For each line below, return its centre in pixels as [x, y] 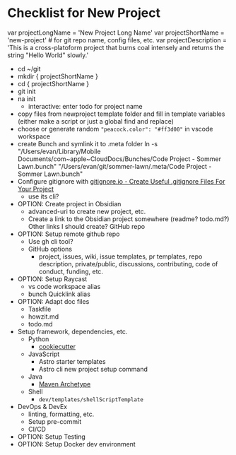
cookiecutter [57, 346]
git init [26, 91]
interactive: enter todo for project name [85, 106]
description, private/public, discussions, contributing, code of [128, 264]
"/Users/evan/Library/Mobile [59, 151]
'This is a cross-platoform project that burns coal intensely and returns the [116, 47]
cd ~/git [29, 69]
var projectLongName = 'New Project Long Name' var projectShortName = [116, 32]
